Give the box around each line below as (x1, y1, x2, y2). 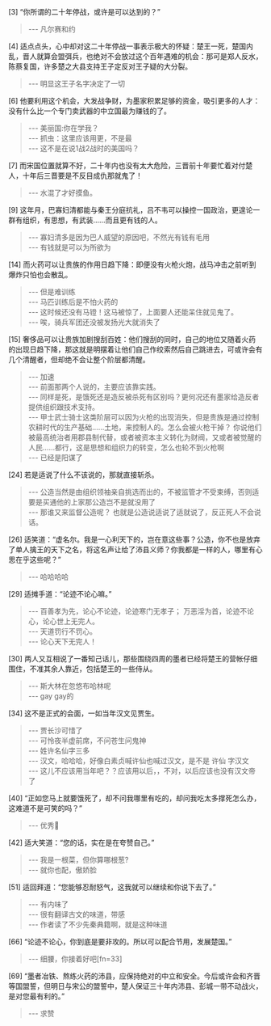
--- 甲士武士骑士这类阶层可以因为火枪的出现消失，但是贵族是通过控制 (27, 412, 260, 422)
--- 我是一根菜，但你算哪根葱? (27, 855, 129, 864)
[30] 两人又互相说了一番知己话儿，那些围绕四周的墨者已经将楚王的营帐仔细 (8, 654, 258, 663)
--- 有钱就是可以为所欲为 (27, 243, 111, 252)
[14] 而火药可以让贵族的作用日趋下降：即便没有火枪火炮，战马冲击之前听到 (8, 260, 256, 269)
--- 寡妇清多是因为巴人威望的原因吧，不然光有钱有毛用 (27, 233, 211, 242)
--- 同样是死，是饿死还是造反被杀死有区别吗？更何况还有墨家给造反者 (27, 392, 260, 402)
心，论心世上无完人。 (27, 617, 99, 626)
